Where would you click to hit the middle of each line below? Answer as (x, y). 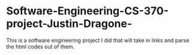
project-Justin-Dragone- (69, 24)
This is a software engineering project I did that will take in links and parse (98, 40)
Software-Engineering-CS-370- (88, 11)
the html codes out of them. (40, 47)
